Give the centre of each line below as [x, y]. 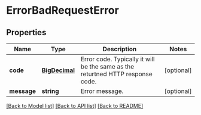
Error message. [102, 91]
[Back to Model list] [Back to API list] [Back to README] [75, 106]
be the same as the [107, 66]
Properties [26, 32]
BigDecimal [58, 70]
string [50, 91]
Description [120, 49]
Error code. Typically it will [118, 59]
